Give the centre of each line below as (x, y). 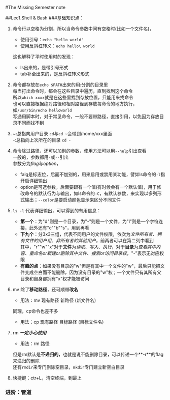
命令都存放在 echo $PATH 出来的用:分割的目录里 (60, 84)
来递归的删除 (26, 361)
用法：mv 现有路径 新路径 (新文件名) (58, 300)
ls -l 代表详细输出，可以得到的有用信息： (57, 210)
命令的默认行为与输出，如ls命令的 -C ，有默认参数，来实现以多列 (91, 193)
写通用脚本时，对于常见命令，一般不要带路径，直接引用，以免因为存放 (86, 116)
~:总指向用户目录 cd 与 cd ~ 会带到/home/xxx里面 (62, 134)
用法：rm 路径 (35, 344)
